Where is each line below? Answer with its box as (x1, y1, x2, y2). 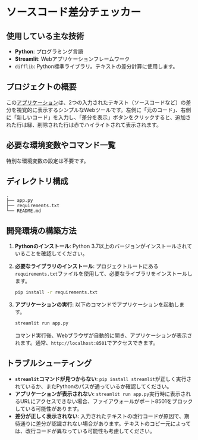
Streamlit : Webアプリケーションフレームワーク (14, 55, 130, 63)
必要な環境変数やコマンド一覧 (6, 141, 116, 151)
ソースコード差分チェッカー (6, 5, 142, 19)
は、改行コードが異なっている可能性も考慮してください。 (14, 427, 156, 435)
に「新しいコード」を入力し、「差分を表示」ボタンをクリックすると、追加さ (6, 114, 191, 121)
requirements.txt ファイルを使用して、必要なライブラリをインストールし (14, 270, 193, 277)
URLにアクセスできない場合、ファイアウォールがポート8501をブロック (20, 397, 193, 405)
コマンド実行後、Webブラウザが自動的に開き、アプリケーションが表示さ (14, 332, 193, 339)
